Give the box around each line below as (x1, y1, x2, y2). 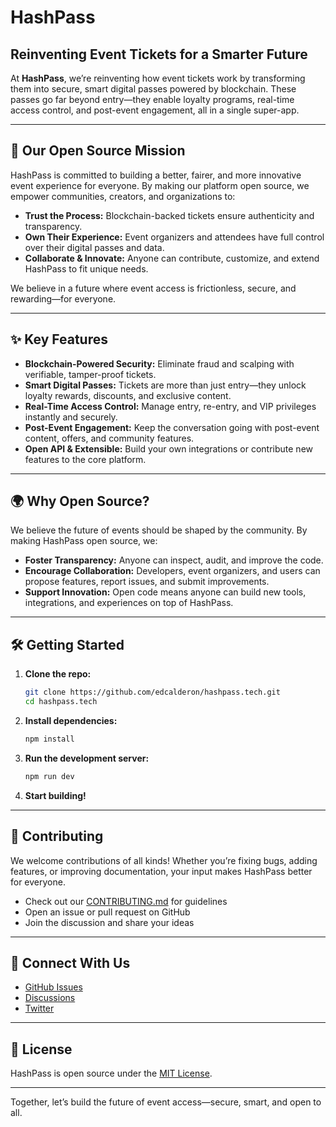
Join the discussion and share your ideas (24, 916, 195, 928)
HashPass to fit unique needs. (24, 262, 149, 275)
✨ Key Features (10, 331, 108, 348)
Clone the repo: (24, 668, 92, 680)
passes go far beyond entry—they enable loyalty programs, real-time (10, 94, 295, 105)
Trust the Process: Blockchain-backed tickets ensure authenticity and (24, 209, 315, 221)
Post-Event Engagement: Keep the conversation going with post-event (24, 421, 320, 433)
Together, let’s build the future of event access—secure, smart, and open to (10, 1096, 322, 1108)
